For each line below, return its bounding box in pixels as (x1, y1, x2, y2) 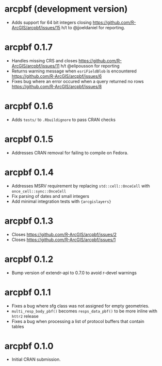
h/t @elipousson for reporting (60, 63, 120, 69)
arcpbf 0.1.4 (4, 167, 54, 178)
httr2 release (11, 313, 39, 319)
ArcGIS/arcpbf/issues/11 (11, 63, 60, 69)
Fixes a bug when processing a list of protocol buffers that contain (11, 318, 145, 324)
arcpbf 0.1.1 (4, 287, 51, 297)
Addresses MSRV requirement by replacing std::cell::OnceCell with (11, 183, 150, 189)
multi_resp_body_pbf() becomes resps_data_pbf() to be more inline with (11, 308, 158, 314)
